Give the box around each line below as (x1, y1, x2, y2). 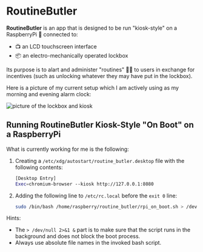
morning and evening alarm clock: (6, 90, 92, 98)
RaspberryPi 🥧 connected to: (6, 30, 78, 38)
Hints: (6, 214, 21, 222)
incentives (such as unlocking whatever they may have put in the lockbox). (6, 72, 193, 79)
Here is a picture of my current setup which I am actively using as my (6, 84, 179, 91)
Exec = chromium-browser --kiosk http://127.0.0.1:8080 (15, 181, 154, 187)
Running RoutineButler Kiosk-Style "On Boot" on (6, 120, 194, 130)
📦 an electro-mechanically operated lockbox (15, 51, 128, 59)
